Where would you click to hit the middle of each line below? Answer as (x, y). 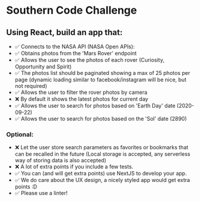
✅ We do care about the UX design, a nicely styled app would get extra (102, 180)
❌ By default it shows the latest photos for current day (81, 99)
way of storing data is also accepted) (60, 161)
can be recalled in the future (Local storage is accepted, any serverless (102, 154)
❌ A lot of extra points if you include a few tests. (74, 167)
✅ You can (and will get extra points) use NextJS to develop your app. (101, 174)
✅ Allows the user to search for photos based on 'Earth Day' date (95, 106)
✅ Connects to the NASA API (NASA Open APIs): (75, 46)
